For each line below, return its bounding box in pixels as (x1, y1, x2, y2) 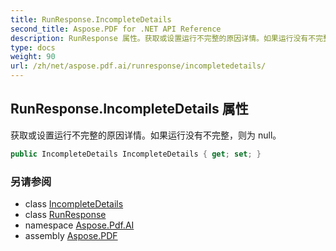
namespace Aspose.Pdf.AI (24, 219, 135, 231)
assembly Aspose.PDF (24, 229, 118, 241)
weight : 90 (10, 52, 56, 62)
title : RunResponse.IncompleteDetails (10, 14, 172, 25)
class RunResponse (24, 208, 107, 220)
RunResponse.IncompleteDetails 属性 (10, 101, 249, 118)
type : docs (10, 42, 56, 53)
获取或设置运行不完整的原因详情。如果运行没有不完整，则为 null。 (10, 129, 282, 141)
